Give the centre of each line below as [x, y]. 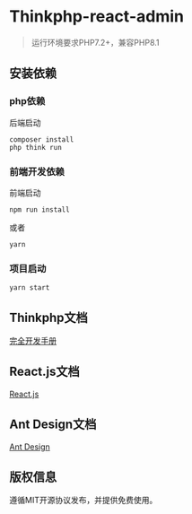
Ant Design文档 [53, 425]
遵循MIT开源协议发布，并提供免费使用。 [83, 501]
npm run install [39, 209]
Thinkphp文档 [48, 317]
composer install [42, 139]
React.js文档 [44, 372]
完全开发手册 [33, 341]
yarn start [30, 288]
